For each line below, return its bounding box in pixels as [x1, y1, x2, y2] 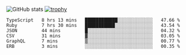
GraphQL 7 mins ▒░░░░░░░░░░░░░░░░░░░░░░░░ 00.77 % [6, 38, 181, 44]
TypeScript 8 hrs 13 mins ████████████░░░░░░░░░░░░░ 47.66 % [6, 17, 181, 23]
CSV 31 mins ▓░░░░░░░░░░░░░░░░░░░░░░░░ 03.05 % [6, 33, 181, 39]
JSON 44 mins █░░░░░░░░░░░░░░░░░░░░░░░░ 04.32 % [6, 27, 181, 33]
